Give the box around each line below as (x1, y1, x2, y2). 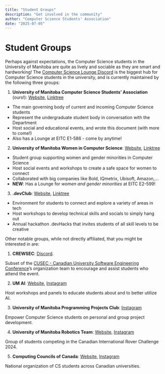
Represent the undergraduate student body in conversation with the (12, 115, 150, 121)
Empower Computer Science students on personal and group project (5, 314, 145, 320)
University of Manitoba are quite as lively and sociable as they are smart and (5, 64, 161, 70)
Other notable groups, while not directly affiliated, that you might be (5, 236, 143, 242)
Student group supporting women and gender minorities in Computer (12, 155, 153, 161)
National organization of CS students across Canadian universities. (5, 363, 141, 369)
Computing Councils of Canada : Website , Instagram (12, 354, 120, 360)
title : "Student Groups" (5, 7, 56, 12)
